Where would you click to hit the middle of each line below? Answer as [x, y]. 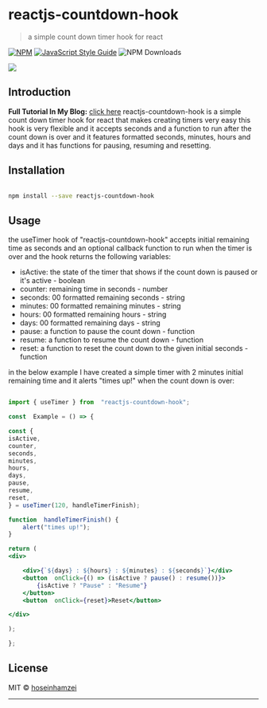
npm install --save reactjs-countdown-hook [81, 196]
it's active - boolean [52, 281]
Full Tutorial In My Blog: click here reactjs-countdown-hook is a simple [125, 111]
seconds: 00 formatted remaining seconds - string [102, 297]
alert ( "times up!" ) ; [56, 527]
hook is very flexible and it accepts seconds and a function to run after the [130, 128]
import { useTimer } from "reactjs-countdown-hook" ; [99, 403]
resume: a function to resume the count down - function [112, 340]
